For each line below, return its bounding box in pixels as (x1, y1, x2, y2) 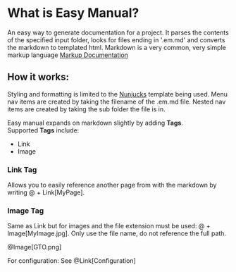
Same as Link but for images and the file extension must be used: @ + (7, 222, 211, 230)
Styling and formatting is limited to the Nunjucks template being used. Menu (7, 89, 228, 98)
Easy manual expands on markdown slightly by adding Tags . (7, 118, 183, 127)
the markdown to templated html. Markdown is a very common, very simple (7, 43, 227, 51)
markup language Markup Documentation (7, 51, 129, 59)
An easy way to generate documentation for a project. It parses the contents (7, 28, 229, 37)
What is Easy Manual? (7, 5, 139, 21)
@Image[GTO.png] (7, 243, 62, 252)
